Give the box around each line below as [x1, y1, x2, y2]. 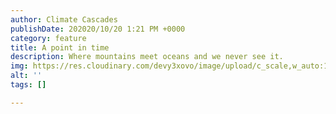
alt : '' [10, 71, 43, 81]
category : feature [10, 33, 87, 43]
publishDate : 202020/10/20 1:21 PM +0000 [10, 24, 186, 34]
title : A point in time [10, 42, 110, 53]
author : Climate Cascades [10, 14, 118, 25]
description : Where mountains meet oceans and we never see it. [10, 52, 284, 62]
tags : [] [10, 80, 47, 90]
